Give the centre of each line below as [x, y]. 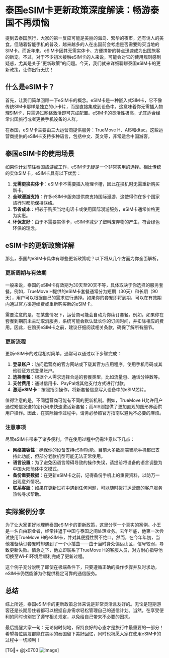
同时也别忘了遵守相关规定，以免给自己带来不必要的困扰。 [73, 617]
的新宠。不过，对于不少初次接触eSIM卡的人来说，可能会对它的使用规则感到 [83, 57]
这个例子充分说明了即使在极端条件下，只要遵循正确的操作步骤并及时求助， [82, 567]
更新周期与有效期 [26, 273]
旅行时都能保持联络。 [34, 203]
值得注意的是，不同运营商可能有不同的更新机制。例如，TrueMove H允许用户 [84, 400]
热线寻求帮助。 [28, 494]
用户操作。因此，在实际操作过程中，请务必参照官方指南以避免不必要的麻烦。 [84, 413]
